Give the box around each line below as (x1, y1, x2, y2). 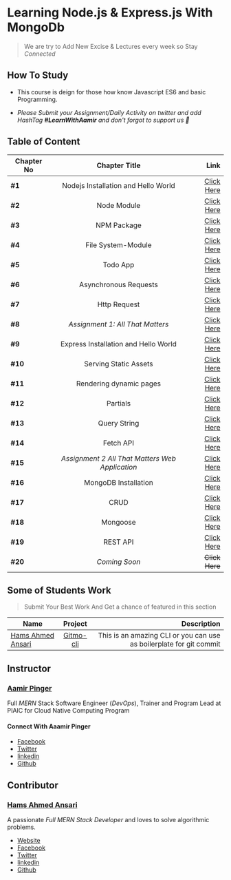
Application (100, 462, 137, 472)
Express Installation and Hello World (60, 339, 177, 348)
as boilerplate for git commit (129, 639, 221, 649)
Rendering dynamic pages (76, 379, 162, 388)
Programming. (16, 95, 58, 103)
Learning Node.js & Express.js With (7, 5, 213, 21)
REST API (103, 537, 134, 547)
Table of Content (7, 136, 80, 147)
